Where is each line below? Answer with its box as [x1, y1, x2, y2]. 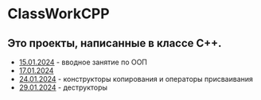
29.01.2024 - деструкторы [18, 83, 108, 92]
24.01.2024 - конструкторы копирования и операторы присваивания [18, 75, 254, 83]
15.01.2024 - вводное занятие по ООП [18, 57, 148, 67]
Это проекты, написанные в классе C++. [7, 37, 222, 50]
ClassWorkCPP [7, 5, 110, 23]
